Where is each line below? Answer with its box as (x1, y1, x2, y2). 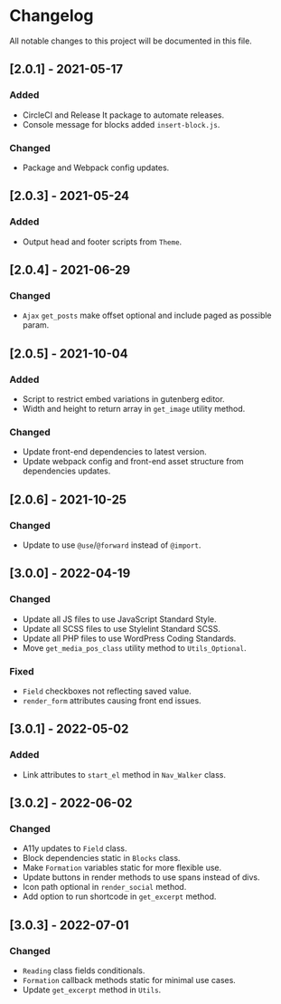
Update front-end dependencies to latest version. (22, 446, 208, 457)
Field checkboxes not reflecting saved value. (22, 685, 192, 696)
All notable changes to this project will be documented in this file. (9, 35, 253, 46)
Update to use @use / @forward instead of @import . (22, 540, 201, 550)
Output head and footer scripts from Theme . (22, 236, 183, 247)
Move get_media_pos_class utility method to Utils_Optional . (22, 642, 247, 653)
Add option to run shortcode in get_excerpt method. (22, 891, 217, 902)
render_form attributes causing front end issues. (22, 694, 201, 706)
